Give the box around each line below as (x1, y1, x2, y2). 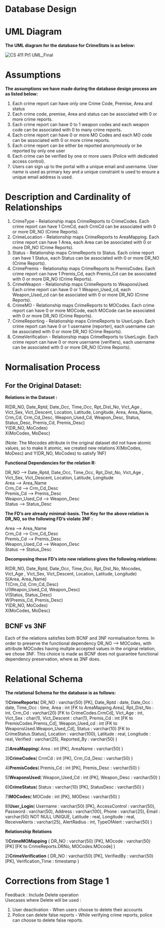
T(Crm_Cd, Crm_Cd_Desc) (5, 581, 59, 587)
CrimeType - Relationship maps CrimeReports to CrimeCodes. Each (12, 219, 149, 224)
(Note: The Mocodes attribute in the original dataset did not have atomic (5, 440, 152, 445)
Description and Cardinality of (5, 191, 131, 203)
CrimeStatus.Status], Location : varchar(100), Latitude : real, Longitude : (5, 731, 151, 737)
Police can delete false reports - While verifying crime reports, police (12, 912, 153, 918)
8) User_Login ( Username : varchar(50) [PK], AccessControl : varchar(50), (5, 803, 156, 809)
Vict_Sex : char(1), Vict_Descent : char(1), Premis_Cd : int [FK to (5, 715, 133, 721)
